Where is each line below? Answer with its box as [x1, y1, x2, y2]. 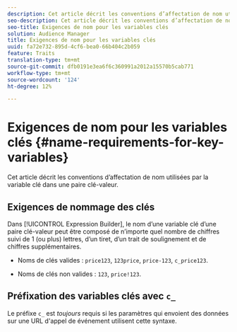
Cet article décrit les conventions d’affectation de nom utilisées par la [7, 173, 209, 181]
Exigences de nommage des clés [7, 201, 155, 213]
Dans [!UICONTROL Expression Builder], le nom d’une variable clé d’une [7, 220, 217, 228]
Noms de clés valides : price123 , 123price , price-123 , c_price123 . [17, 256, 208, 264]
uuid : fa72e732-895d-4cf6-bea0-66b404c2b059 [7, 43, 140, 50]
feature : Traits [7, 50, 55, 57]
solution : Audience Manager [7, 30, 90, 38]
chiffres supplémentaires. [7, 242, 82, 251]
